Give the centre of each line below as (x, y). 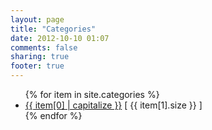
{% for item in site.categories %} (92, 94)
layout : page (37, 19)
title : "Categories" (53, 29)
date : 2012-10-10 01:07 (60, 38)
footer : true (37, 66)
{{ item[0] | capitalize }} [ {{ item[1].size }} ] (113, 105)
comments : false (44, 47)
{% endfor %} (53, 115)
